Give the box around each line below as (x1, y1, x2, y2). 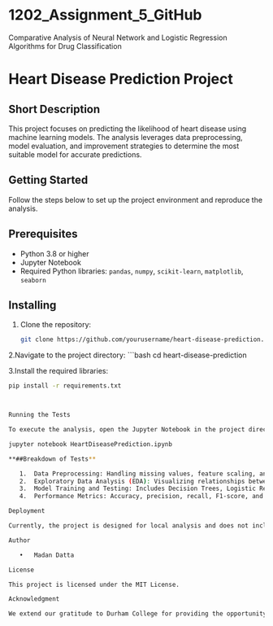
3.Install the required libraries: (8, 366, 108, 376)
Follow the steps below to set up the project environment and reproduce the (8, 195, 262, 204)
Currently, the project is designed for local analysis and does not (8, 522, 249, 530)
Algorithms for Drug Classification (8, 41, 122, 50)
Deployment (8, 507, 45, 515)
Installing (8, 298, 57, 312)
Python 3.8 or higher (19, 248, 89, 258)
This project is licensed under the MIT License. (8, 580, 180, 589)
